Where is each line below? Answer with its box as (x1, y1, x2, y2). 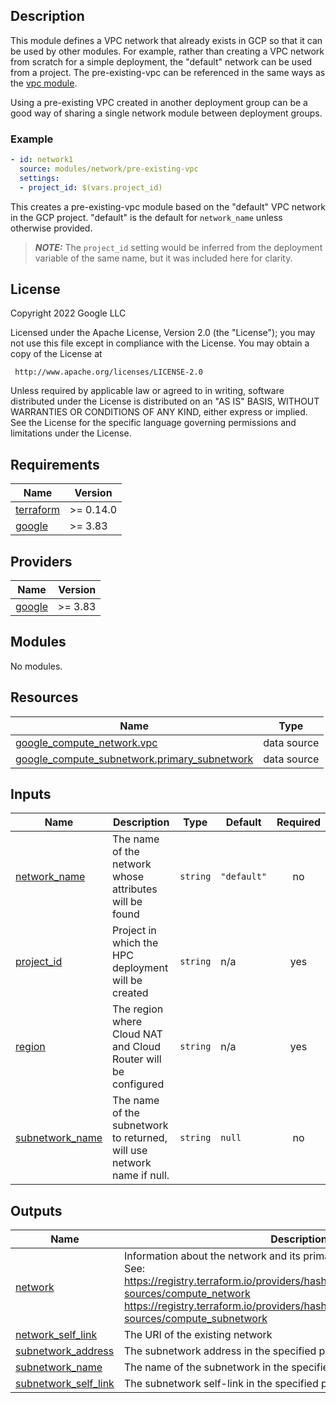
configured (112, 1077, 165, 1091)
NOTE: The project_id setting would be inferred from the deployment (34, 241, 323, 253)
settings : (19, 173, 60, 183)
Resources (10, 689, 79, 706)
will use (112, 1144, 148, 1158)
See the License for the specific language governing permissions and (10, 417, 297, 429)
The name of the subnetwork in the (123, 1360, 289, 1374)
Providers (10, 553, 73, 570)
